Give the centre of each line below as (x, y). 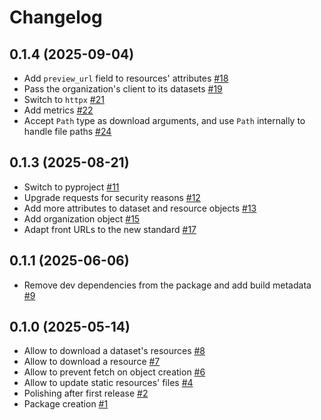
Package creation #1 (66, 404)
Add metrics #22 (58, 110)
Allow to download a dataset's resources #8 (114, 351)
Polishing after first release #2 (86, 393)
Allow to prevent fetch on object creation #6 (114, 372)
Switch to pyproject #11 (71, 187)
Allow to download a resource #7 (92, 362)
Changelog (56, 17)
